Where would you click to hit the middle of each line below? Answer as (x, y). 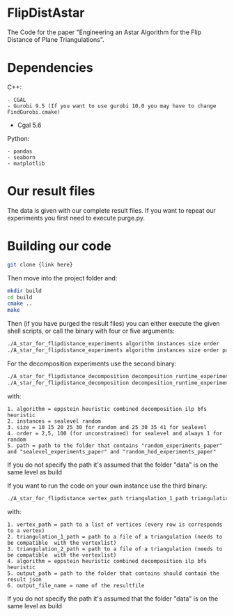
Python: (18, 138)
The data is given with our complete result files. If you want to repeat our (111, 210)
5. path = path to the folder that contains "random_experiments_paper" (115, 445)
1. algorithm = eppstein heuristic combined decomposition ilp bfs (107, 409)
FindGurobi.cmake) (34, 112)
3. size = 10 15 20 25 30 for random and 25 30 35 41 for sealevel (107, 427)
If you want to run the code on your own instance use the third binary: (107, 486)
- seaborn (22, 157)
